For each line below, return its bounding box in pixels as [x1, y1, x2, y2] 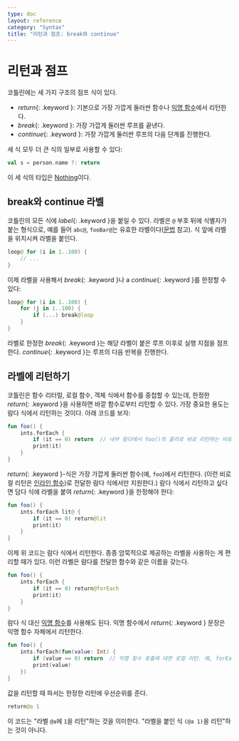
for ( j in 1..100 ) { [20, 305, 81, 312]
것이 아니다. [14, 725, 48, 734]
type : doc [7, 10, 37, 18]
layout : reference [7, 17, 62, 24]
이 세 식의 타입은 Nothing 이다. [7, 173, 91, 182]
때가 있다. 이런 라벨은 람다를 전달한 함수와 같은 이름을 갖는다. [20, 557, 190, 566]
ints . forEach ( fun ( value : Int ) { [20, 648, 116, 655]
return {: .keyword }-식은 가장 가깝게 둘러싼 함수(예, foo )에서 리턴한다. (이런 [7, 470, 218, 478]
